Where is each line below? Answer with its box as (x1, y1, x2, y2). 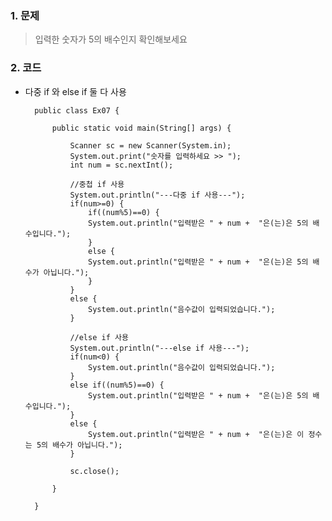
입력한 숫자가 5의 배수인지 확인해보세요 (34, 33, 188, 46)
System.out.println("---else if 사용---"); (69, 343, 250, 353)
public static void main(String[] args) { (51, 123, 232, 133)
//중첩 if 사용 (69, 179, 125, 189)
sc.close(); (69, 466, 120, 476)
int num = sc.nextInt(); (69, 160, 174, 170)
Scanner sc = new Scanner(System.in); (69, 140, 232, 151)
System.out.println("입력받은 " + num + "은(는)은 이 (88, 429, 305, 439)
